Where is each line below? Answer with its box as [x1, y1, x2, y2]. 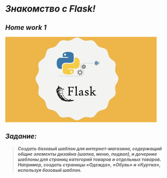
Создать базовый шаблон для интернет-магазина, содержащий [17, 145, 162, 152]
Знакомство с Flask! [5, 3, 96, 15]
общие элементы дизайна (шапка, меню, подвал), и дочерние [17, 151, 157, 157]
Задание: [5, 132, 37, 141]
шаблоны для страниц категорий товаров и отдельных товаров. [17, 156, 161, 162]
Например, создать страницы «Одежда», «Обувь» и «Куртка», [17, 161, 161, 167]
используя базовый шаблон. [17, 167, 82, 173]
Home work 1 [5, 23, 47, 32]
